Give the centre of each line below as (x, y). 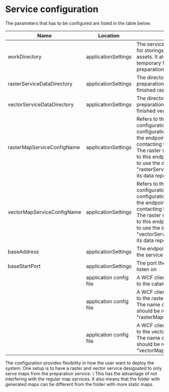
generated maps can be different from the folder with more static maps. (79, 384)
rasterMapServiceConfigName (44, 147)
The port (147, 263)
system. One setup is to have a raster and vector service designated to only (83, 368)
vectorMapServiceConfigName (45, 212)
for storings (150, 50)
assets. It (147, 56)
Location (109, 35)
